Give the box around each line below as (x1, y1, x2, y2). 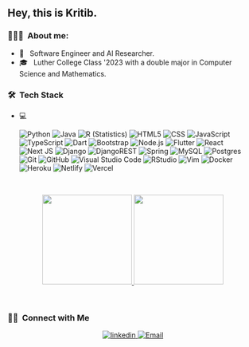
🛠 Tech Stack (7, 89, 64, 101)
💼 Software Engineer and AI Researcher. (18, 48, 155, 58)
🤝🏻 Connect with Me (7, 312, 90, 323)
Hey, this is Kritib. (7, 6, 97, 20)
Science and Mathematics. (18, 69, 107, 78)
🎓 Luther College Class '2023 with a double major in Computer (18, 57, 232, 67)
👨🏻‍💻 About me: (7, 30, 69, 41)
